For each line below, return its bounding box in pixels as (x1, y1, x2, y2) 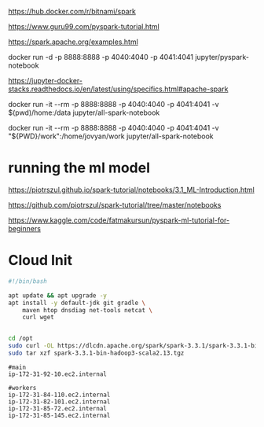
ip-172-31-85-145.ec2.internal (8, 411, 111, 419)
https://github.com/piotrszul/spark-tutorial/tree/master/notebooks (8, 200, 222, 209)
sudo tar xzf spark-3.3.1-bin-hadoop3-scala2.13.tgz (8, 349, 185, 357)
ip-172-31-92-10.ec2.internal (8, 370, 108, 378)
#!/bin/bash (8, 277, 47, 285)
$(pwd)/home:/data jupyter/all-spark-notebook (8, 108, 160, 117)
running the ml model (8, 159, 151, 177)
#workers (8, 384, 37, 392)
